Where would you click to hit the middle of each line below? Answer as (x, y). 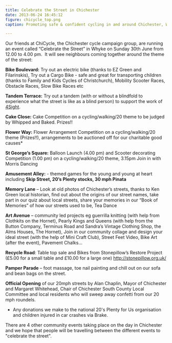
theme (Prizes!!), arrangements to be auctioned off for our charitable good (84, 138)
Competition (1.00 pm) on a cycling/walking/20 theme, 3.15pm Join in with (83, 158)
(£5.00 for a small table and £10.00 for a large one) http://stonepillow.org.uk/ (86, 258)
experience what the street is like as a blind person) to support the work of (84, 102)
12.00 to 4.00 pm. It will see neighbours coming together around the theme (85, 54)
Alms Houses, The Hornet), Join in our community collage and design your (84, 232)
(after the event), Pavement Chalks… (44, 243)
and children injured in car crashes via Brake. (60, 315)
